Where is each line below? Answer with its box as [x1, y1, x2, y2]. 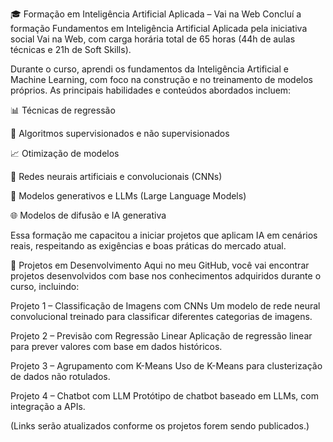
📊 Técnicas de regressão [10, 104, 116, 116]
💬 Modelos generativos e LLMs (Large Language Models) [10, 190, 247, 202]
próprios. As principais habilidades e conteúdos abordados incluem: [10, 84, 292, 96]
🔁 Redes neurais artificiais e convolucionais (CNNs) [10, 171, 223, 182]
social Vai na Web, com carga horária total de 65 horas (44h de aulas [10, 33, 296, 45]
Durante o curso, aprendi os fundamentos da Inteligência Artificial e [10, 63, 289, 75]
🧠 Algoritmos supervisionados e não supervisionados [10, 128, 230, 139]
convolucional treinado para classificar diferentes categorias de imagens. [10, 311, 313, 322]
